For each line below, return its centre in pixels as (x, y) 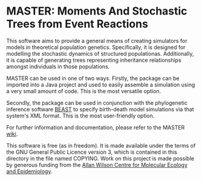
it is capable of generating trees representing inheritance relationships (94, 60)
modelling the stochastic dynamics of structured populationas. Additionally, (100, 53)
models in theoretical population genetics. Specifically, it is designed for (96, 47)
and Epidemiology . (29, 171)
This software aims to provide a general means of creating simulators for (97, 41)
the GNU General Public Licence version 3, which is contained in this (92, 152)
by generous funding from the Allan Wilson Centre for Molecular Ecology (97, 165)
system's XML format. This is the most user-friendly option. (80, 116)
